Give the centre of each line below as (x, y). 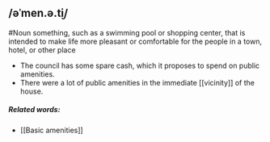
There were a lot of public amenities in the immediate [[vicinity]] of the (137, 82)
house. (32, 91)
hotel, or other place (42, 50)
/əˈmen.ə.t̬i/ (38, 13)
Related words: (34, 110)
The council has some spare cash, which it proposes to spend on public (140, 65)
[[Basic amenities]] (51, 130)
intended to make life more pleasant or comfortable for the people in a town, (135, 41)
